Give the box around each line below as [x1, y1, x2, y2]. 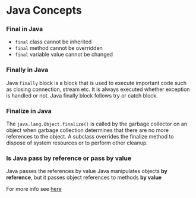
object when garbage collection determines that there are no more [6, 127, 169, 134]
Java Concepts [6, 4, 82, 17]
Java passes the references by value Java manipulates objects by [6, 168, 168, 175]
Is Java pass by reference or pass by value [6, 154, 132, 162]
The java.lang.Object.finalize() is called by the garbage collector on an [6, 120, 188, 128]
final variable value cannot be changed [14, 51, 113, 58]
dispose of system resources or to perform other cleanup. [6, 139, 148, 146]
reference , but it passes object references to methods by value [6, 174, 162, 181]
